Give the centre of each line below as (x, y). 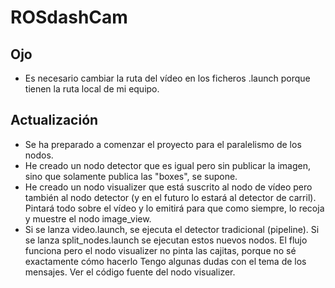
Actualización (54, 120)
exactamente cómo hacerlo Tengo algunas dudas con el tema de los (165, 261)
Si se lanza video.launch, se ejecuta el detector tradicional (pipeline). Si (172, 229)
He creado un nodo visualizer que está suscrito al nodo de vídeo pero (168, 187)
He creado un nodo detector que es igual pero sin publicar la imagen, (167, 165)
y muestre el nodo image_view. (88, 218)
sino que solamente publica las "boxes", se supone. (131, 176)
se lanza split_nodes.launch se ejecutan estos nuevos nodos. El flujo (166, 240)
